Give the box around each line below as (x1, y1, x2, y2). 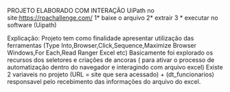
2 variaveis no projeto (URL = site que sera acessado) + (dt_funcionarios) (7, 70, 215, 78)
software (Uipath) (7, 21, 57, 29)
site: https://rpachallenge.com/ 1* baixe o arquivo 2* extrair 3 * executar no (7, 14, 218, 22)
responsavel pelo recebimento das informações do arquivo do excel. (7, 78, 201, 85)
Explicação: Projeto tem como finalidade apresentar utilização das (7, 34, 194, 42)
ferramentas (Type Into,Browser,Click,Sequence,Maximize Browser (7, 42, 197, 49)
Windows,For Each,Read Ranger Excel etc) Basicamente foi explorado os (7, 48, 214, 57)
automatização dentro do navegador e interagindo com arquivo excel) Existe (7, 63, 223, 71)
